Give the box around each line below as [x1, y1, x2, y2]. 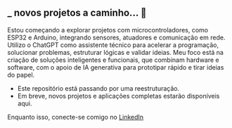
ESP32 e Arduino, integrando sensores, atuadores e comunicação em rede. [7, 33, 226, 41]
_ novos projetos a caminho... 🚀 [7, 7, 147, 19]
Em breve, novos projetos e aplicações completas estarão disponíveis [17, 91, 220, 100]
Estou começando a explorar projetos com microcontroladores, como [7, 25, 209, 34]
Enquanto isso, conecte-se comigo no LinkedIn [7, 113, 144, 121]
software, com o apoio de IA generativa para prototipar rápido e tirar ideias [7, 63, 224, 71]
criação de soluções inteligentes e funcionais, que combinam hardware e [7, 56, 219, 64]
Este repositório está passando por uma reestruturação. [17, 84, 180, 92]
